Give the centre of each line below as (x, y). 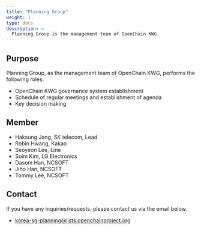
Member (22, 123)
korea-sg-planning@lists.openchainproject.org (73, 220)
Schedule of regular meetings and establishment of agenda (88, 97)
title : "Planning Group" (37, 12)
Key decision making (40, 103)
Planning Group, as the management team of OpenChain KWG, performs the (101, 73)
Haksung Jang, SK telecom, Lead (56, 137)
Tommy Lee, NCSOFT (42, 175)
